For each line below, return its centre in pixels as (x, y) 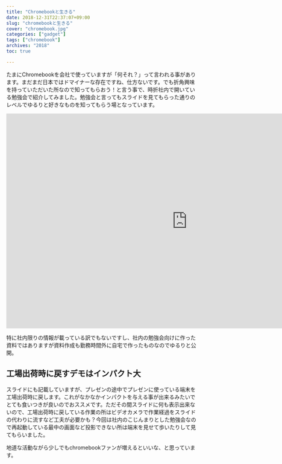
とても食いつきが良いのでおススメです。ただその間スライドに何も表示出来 (98, 404)
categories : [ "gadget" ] (36, 34)
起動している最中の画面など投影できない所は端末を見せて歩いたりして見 (106, 427)
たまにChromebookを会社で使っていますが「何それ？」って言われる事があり (101, 74)
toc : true (19, 51)
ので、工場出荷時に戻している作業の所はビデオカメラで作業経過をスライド (104, 412)
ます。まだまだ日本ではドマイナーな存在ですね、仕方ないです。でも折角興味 (101, 82)
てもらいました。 (27, 434)
